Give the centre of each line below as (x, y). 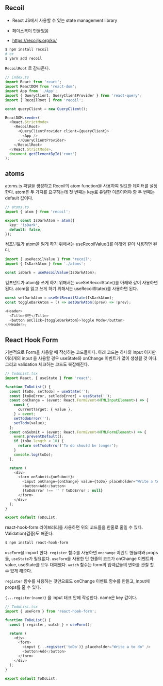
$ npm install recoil (27, 49)
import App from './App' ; (31, 91)
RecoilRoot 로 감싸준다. (27, 68)
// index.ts (17, 77)
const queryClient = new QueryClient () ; (47, 109)
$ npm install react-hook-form (37, 543)
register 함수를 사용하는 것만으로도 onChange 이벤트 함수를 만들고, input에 (78, 581)
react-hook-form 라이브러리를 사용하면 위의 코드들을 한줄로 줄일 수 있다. (74, 527)
